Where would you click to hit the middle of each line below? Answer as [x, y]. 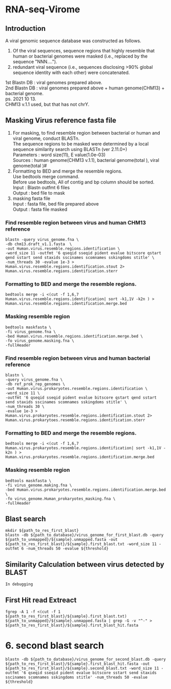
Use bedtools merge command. [46, 176]
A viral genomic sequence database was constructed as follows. [73, 41]
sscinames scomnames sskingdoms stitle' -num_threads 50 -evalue [76, 677]
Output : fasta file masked [40, 209]
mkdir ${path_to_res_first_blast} [42, 531]
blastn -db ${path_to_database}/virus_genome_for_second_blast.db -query [86, 659]
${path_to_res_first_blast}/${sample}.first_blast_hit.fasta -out [78, 664]
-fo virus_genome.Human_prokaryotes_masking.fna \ [60, 499]
